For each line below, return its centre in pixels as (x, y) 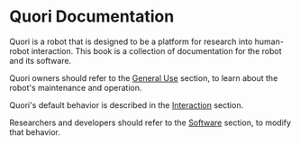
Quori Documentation (92, 17)
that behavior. (35, 131)
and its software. (41, 60)
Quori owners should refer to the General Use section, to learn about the (144, 77)
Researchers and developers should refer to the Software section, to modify (150, 122)
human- (269, 41)
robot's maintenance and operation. (76, 87)
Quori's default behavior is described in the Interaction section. (127, 104)
